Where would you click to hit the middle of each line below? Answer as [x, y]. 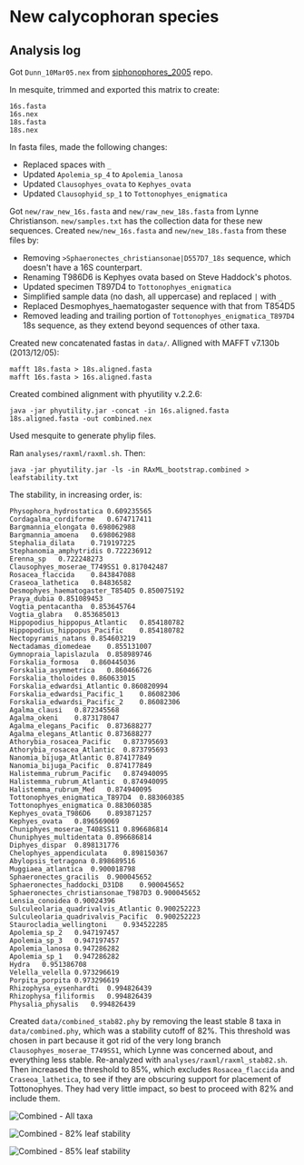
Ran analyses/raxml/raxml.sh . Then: [78, 453]
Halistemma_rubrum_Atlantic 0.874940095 [89, 782]
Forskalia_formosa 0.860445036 [73, 662]
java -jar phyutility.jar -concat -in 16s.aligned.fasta [119, 411]
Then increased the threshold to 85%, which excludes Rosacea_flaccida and [152, 1069]
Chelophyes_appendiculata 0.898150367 [89, 853]
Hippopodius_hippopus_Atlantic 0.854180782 [97, 622]
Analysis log [45, 50]
